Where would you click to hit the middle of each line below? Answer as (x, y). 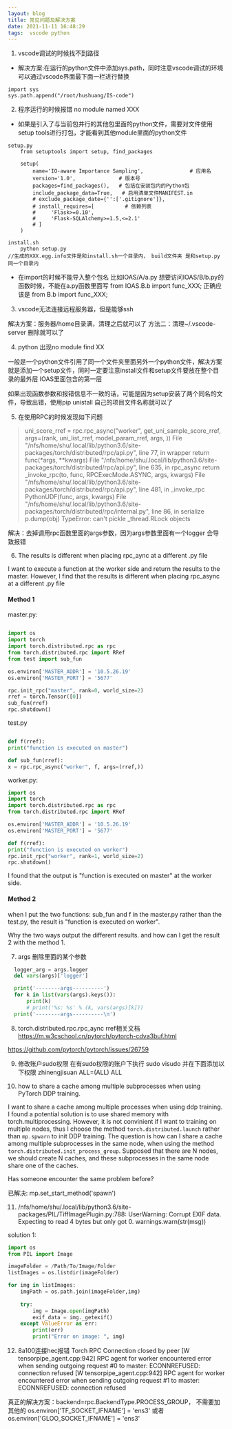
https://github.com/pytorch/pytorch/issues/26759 (78, 1049)
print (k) (39, 1002)
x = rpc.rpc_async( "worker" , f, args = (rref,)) (76, 767)
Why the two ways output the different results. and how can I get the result (114, 935)
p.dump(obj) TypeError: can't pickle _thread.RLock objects (108, 519)
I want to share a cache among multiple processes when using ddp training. (115, 1107)
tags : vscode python (39, 33)
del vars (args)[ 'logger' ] (51, 976)
